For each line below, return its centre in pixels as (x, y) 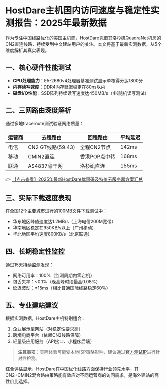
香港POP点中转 (98, 156)
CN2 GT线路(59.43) (51, 147)
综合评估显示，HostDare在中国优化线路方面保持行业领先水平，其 (72, 369)
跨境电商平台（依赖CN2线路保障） (48, 335)
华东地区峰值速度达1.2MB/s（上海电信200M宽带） (64, 222)
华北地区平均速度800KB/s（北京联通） (52, 234)
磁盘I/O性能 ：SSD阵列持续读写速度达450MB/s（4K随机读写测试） (81, 93)
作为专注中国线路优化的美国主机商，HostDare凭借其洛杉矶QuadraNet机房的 (83, 38)
